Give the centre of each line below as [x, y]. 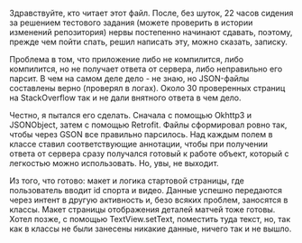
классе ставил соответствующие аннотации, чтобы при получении [139, 144]
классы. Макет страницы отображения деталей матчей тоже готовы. [142, 210]
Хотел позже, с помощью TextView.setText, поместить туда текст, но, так [150, 219]
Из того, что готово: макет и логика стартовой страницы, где [127, 181]
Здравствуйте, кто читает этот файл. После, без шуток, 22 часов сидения [151, 13]
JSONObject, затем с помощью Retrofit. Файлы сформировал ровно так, [148, 125]
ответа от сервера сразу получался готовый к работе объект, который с [149, 154]
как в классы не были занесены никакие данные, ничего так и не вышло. [151, 229]
